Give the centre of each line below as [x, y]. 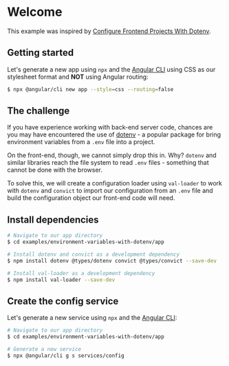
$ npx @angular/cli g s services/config [66, 356]
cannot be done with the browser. [55, 170]
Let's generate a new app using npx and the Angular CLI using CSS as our [111, 69]
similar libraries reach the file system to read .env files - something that [108, 163]
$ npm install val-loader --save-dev [61, 280]
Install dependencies [53, 220]
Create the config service [63, 301]
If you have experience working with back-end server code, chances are [110, 128]
